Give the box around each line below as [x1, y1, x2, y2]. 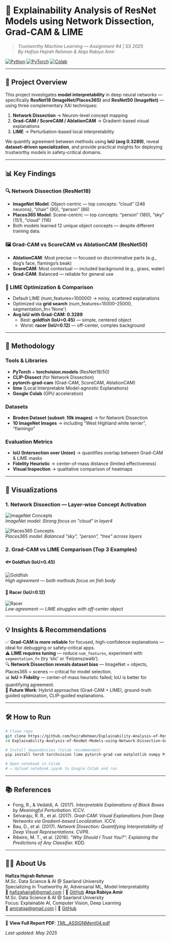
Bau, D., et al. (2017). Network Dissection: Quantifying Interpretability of [12, 823, 163, 829]
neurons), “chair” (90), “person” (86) [12, 206, 90, 213]
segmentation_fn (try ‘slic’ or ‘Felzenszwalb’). [5, 656, 99, 662]
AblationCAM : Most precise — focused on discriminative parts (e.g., [12, 254, 157, 260]
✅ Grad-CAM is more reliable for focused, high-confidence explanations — [5, 639, 164, 645]
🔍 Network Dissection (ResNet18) [5, 188, 91, 195]
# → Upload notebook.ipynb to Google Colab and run [5, 766, 117, 771]
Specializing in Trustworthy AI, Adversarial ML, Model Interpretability [5, 883, 150, 890]
